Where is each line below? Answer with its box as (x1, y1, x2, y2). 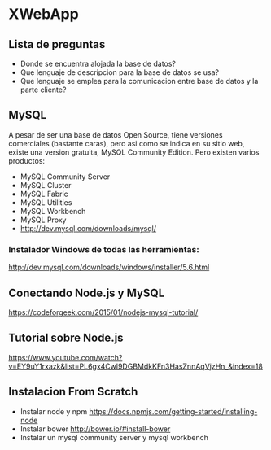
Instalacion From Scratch (8, 385, 138, 399)
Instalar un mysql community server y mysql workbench (20, 432, 209, 442)
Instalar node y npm (20, 406, 88, 416)
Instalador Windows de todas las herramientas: (8, 243, 199, 255)
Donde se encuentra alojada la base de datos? (20, 59, 177, 68)
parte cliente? (20, 85, 67, 94)
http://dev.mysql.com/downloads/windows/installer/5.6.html (8, 262, 210, 273)
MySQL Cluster (20, 180, 72, 190)
